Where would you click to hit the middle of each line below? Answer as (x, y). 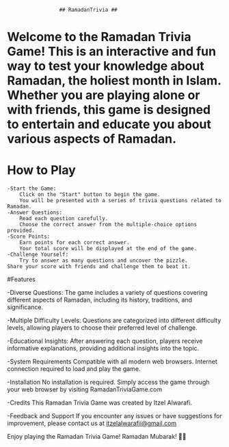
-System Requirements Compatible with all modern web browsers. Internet (112, 362)
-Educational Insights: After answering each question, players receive (105, 341)
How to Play (42, 170)
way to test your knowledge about (106, 66)
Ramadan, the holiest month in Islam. (114, 81)
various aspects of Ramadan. (92, 139)
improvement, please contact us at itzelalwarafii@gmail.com (92, 423)
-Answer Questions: (35, 213)
